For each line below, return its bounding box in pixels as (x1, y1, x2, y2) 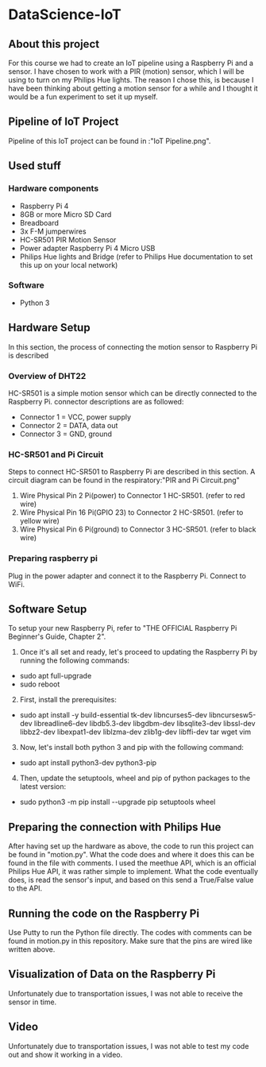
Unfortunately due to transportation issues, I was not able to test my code (8, 1041, 249, 1050)
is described (8, 350, 49, 360)
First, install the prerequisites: (19, 695, 117, 705)
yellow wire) (19, 516, 60, 526)
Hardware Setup (8, 321, 91, 334)
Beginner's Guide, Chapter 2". (8, 632, 106, 641)
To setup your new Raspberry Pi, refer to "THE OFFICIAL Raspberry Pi (8, 624, 237, 633)
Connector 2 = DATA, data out (19, 420, 118, 430)
